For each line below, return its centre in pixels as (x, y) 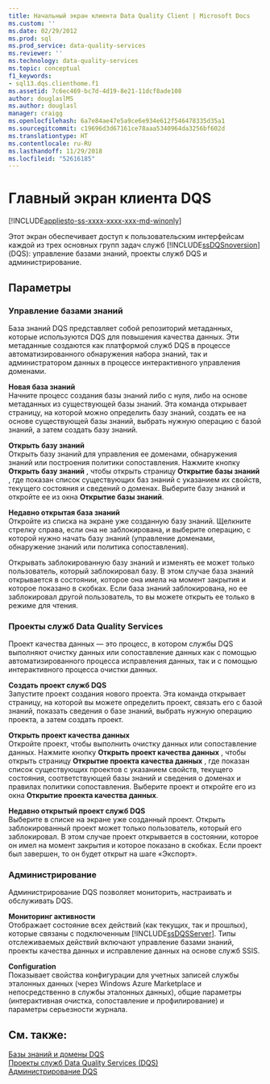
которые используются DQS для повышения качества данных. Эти (124, 337)
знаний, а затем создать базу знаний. (73, 430)
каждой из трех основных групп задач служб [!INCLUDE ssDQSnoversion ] (134, 245)
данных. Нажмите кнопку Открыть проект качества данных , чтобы (127, 753)
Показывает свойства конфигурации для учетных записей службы (124, 975)
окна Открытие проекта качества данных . (83, 796)
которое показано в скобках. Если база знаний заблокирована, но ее (128, 588)
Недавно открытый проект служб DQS (77, 811)
